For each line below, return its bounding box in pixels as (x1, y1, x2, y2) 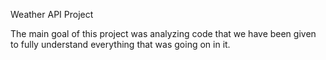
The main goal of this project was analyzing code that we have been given (10, 28, 317, 39)
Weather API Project (10, 9, 94, 20)
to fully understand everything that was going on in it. (10, 39, 231, 50)
